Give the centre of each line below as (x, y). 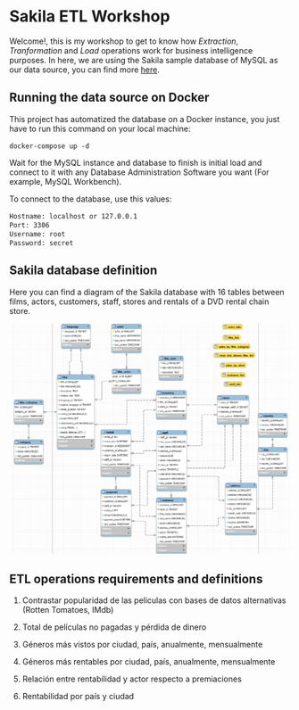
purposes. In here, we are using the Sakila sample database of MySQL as (144, 60)
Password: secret (42, 243)
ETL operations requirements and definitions (136, 578)
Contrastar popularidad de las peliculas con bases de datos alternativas (154, 600)
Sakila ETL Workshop (90, 17)
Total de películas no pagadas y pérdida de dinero (114, 627)
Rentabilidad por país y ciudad (78, 697)
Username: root (37, 234)
